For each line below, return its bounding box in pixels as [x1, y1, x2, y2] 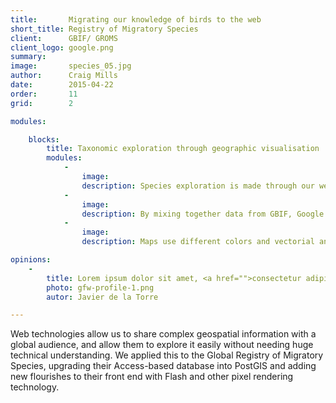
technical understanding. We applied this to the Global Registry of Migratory [10, 349, 324, 361]
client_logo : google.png [10, 42, 114, 53]
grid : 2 [10, 98, 74, 108]
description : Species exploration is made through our [81, 181, 315, 191]
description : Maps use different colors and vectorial [81, 237, 315, 247]
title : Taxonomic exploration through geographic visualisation [46, 144, 320, 154]
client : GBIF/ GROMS [10, 33, 118, 43]
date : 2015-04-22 [10, 80, 114, 90]
